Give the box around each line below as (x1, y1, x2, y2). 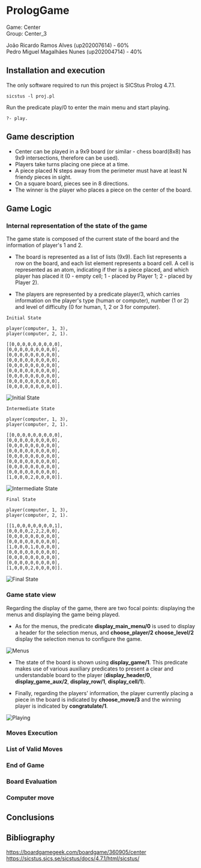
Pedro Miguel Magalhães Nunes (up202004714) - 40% (6, 48, 143, 55)
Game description (6, 132, 75, 142)
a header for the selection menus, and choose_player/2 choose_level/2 (14, 629, 194, 636)
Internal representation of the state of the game (6, 221, 148, 229)
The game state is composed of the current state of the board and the (6, 236, 179, 243)
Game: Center (6, 23, 41, 31)
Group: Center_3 (6, 30, 47, 37)
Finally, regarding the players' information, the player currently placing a (14, 689, 193, 696)
